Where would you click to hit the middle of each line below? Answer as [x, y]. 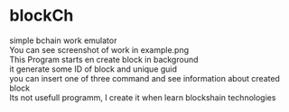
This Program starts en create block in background [104, 59]
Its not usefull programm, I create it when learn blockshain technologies [143, 97]
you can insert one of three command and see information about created [144, 78]
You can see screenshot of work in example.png [99, 49]
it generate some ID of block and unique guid [93, 69]
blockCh [42, 16]
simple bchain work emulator [63, 40]
